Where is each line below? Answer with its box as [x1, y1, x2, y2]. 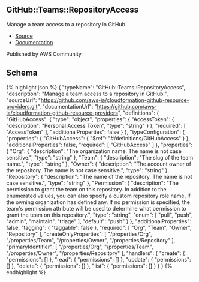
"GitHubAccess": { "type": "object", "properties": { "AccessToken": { [6, 115, 174, 122]
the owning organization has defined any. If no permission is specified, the [6, 198, 191, 206]
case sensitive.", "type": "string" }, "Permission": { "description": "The [6, 179, 179, 187]
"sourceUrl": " [6, 96, 41, 104]
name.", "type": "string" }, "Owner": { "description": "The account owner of [6, 160, 192, 167]
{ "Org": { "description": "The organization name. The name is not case [6, 147, 182, 155]
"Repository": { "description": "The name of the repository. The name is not [6, 173, 193, 180]
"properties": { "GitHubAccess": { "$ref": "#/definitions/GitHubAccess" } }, [6, 134, 191, 142]
